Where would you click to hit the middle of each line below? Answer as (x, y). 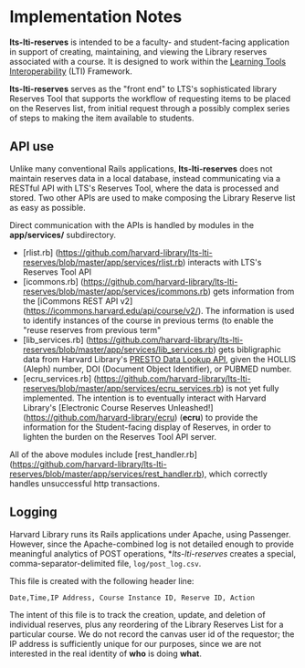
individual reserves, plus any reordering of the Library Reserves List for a (147, 624)
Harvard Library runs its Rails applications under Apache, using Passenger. (150, 534)
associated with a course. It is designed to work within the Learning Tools (147, 61)
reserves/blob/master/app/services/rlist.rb (103, 262)
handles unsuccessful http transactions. (85, 483)
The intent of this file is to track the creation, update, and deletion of (138, 614)
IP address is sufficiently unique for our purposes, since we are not (136, 643)
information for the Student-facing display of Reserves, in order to (147, 427)
